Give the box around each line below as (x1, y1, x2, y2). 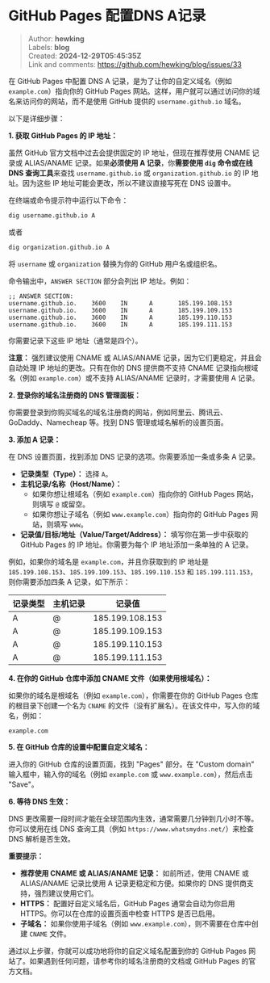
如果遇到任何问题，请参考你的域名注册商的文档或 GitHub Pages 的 (29, 956, 249, 965)
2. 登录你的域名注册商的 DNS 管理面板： (8, 390, 141, 400)
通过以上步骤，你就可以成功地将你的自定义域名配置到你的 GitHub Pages (8, 946, 247, 956)
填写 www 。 (53, 519, 89, 529)
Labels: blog (27, 42, 70, 52)
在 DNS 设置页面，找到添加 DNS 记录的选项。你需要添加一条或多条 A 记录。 (8, 452, 260, 461)
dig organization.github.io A (8, 243, 110, 251)
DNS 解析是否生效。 (8, 834, 75, 843)
